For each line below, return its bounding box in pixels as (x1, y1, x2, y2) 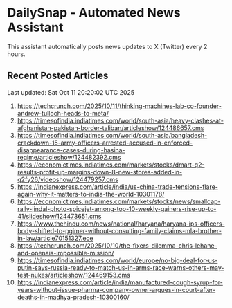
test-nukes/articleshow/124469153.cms (17, 271, 130, 279)
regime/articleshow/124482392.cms (17, 153, 121, 161)
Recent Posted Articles (7, 70, 109, 82)
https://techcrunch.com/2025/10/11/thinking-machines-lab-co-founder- (17, 102, 222, 110)
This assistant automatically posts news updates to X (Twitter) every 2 (7, 42, 208, 51)
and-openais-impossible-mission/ (17, 248, 114, 257)
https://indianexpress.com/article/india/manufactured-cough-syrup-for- (17, 278, 223, 287)
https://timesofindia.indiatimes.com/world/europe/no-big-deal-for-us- (17, 256, 218, 264)
